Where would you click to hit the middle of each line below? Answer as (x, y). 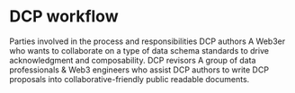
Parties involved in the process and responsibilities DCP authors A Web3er (147, 41)
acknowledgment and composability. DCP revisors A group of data (133, 60)
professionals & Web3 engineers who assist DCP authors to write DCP (139, 70)
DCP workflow (64, 17)
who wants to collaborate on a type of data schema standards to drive (139, 50)
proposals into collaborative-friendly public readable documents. (130, 79)
